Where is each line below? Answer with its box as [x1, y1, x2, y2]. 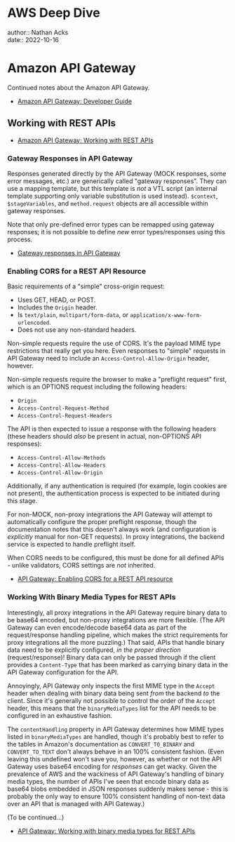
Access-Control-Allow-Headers [17, 462, 107, 469]
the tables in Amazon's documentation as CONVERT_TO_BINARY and [7, 740, 195, 748]
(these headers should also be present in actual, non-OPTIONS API [7, 432, 202, 441]
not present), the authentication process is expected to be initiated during [7, 489, 220, 497]
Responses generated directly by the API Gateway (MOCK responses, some [7, 169, 227, 178]
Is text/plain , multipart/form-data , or [17, 311, 129, 319]
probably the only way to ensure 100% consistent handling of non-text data [7, 791, 226, 801]
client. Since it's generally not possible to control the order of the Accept [7, 696, 215, 704]
